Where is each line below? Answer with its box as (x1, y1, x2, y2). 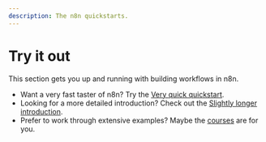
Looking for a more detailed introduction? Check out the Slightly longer (19, 98, 258, 108)
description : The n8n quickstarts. (8, 11, 129, 20)
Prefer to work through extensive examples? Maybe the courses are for (19, 115, 259, 125)
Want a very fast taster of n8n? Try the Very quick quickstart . (19, 89, 225, 99)
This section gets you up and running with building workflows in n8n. (8, 74, 239, 84)
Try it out (8, 46, 71, 65)
